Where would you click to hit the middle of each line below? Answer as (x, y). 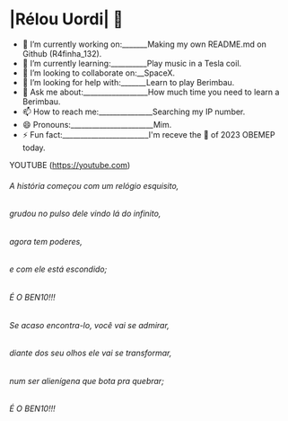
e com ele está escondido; (58, 269)
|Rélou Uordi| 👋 (66, 19)
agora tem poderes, (46, 241)
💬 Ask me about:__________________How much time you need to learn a (151, 92)
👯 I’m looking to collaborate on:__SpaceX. (99, 73)
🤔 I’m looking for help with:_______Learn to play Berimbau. (128, 82)
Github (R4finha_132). (62, 53)
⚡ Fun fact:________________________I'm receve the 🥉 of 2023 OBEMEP (148, 134)
